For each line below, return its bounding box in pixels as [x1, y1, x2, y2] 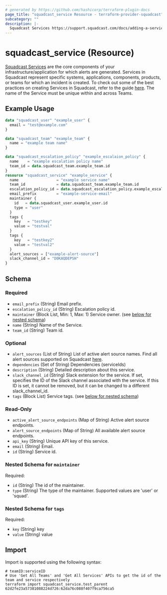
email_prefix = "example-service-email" [9, 191, 112, 197]
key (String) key [12, 526, 45, 532]
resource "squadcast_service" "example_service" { [5, 173, 112, 178]
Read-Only [5, 406, 32, 413]
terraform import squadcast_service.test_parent [5, 582, 108, 587]
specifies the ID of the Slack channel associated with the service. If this [12, 377, 159, 383]
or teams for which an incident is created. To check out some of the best [5, 80, 154, 86]
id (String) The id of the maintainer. [12, 482, 85, 488]
